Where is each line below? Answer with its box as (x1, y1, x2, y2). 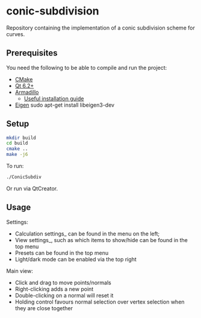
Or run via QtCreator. (6, 185, 58, 192)
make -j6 (6, 152, 28, 158)
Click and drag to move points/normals (14, 279, 111, 286)
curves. (6, 30, 25, 37)
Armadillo (14, 89, 39, 96)
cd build (6, 140, 28, 146)
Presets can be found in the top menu (14, 249, 109, 257)
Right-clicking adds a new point (14, 285, 94, 293)
